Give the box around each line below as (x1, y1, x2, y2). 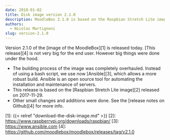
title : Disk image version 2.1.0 (5, 12, 76, 17)
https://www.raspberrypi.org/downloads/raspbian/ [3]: (5, 118, 119, 124)
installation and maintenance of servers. (12, 81, 97, 87)
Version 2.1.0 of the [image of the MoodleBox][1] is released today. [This (5, 45, 155, 51)
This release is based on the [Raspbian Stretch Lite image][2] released (12, 87, 159, 92)
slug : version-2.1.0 (5, 31, 49, 36)
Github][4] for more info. (12, 103, 64, 109)
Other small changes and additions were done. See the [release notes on (12, 98, 165, 104)
